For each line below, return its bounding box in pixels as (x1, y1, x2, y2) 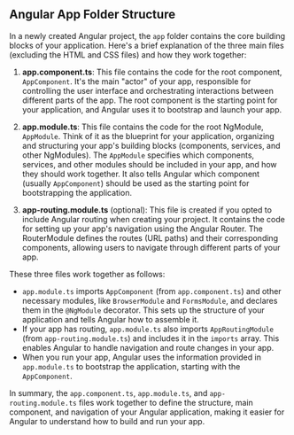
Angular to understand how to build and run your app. (9, 416, 205, 426)
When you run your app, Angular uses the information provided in (21, 352, 261, 362)
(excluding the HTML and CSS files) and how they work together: (9, 49, 247, 60)
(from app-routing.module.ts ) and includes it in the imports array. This (21, 332, 280, 344)
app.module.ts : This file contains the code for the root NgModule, (21, 121, 264, 132)
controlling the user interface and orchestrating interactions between (21, 85, 275, 96)
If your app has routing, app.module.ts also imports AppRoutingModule (21, 323, 275, 334)
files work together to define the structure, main (78, 397, 254, 408)
